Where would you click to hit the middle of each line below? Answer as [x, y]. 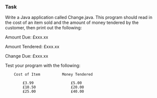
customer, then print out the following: [44, 28]
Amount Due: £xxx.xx [27, 37]
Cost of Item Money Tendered [53, 75]
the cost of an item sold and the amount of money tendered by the [72, 22]
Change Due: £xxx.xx [27, 56]
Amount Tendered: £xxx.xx [32, 47]
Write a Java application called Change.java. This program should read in [79, 18]
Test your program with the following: [43, 66]
